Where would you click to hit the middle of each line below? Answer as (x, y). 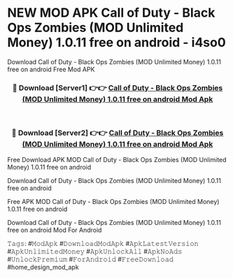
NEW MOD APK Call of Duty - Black (111, 13)
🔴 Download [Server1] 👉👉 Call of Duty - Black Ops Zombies (118, 87)
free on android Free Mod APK (51, 69)
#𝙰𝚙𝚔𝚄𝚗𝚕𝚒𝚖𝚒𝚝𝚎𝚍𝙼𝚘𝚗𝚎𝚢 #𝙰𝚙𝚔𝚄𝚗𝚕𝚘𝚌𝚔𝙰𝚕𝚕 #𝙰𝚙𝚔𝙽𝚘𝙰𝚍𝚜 (95, 251)
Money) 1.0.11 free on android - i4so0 (116, 43)
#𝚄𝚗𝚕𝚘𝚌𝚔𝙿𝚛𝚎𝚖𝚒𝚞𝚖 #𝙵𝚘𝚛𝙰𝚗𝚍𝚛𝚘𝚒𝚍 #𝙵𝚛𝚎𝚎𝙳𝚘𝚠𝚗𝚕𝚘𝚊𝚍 (90, 259)
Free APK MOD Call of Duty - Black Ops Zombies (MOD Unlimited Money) (113, 201)
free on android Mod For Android (55, 230)
